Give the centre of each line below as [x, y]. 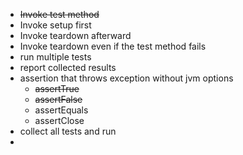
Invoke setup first [55, 25]
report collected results [68, 67]
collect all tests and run [68, 131]
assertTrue [57, 88]
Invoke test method [59, 14]
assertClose [59, 120]
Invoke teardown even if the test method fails [113, 46]
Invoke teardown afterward [75, 35]
